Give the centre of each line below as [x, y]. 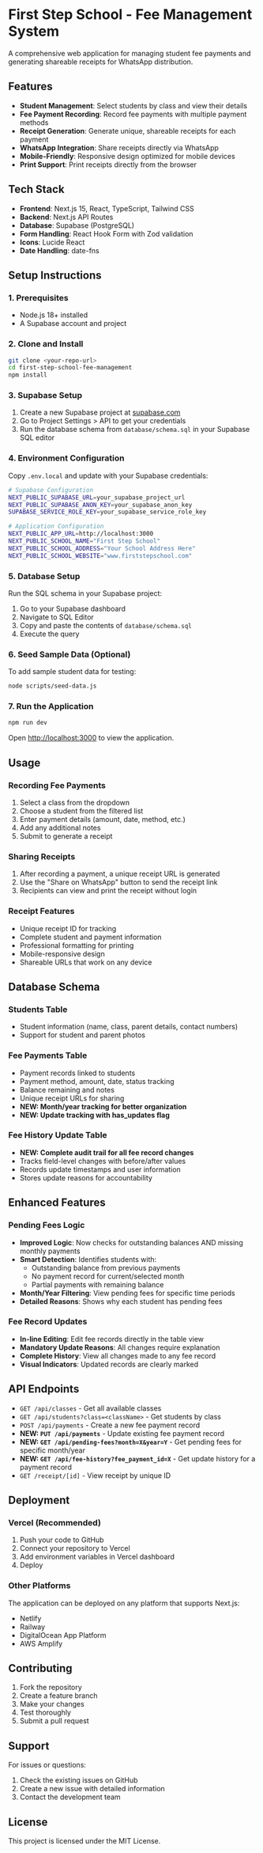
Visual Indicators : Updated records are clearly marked [109, 1364]
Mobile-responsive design [62, 953]
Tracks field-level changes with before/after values [103, 1161]
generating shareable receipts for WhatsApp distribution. [101, 62]
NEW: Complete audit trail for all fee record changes [107, 1152]
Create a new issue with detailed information [92, 1789]
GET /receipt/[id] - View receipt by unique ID [95, 1475]
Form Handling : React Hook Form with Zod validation [106, 233]
